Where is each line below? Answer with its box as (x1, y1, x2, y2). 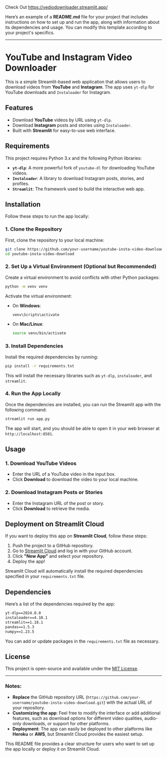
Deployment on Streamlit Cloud (5, 520, 104, 528)
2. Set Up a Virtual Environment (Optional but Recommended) (5, 263, 157, 270)
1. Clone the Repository (5, 226, 62, 233)
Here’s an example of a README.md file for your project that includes (5, 14, 148, 19)
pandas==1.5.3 (5, 624, 35, 629)
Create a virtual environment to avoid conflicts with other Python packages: (5, 274, 160, 280)
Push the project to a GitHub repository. (12, 543, 94, 549)
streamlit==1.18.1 (5, 620, 43, 625)
